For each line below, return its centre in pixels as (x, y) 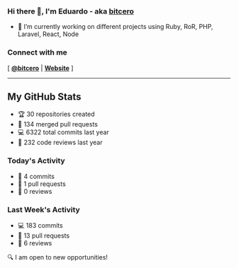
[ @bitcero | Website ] (40, 68)
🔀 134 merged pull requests (57, 124)
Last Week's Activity (44, 209)
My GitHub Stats (44, 97)
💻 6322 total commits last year (63, 132)
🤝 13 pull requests (44, 235)
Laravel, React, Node (48, 34)
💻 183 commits (40, 225)
